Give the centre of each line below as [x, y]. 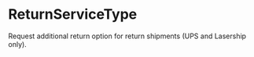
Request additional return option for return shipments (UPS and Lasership [127, 36]
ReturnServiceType [73, 14]
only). [18, 44]
